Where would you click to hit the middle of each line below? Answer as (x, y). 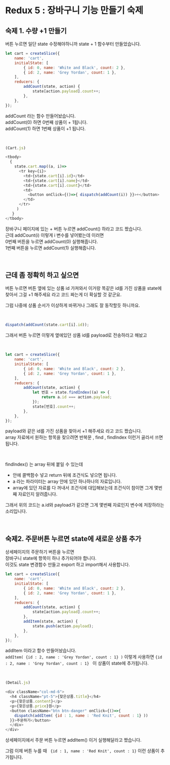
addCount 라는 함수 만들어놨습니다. (40, 116)
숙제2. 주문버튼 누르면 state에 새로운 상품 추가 (73, 539)
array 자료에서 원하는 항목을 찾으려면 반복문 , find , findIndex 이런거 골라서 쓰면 (84, 438)
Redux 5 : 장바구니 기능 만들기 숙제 (74, 10)
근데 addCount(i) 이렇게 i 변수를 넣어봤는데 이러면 (55, 235)
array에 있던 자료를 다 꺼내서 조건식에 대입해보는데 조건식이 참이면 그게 (83, 488)
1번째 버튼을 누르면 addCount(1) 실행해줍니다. (51, 248)
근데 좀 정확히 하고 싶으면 (42, 275)
